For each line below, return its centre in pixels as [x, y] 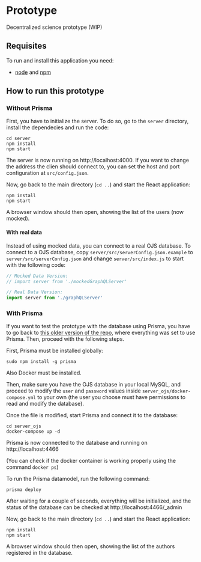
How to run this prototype [55, 91]
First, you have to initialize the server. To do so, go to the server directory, [97, 121]
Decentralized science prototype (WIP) [54, 27]
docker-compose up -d [33, 432]
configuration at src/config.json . [47, 173]
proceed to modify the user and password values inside [73, 391]
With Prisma [25, 313]
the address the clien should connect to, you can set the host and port [93, 166]
